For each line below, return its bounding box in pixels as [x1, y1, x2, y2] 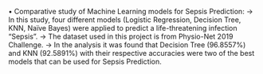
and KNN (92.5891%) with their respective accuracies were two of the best [8, 49, 255, 57]
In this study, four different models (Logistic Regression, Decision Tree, [8, 15, 241, 24]
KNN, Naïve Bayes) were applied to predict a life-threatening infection [8, 24, 237, 32]
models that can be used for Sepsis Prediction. [8, 57, 162, 66]
